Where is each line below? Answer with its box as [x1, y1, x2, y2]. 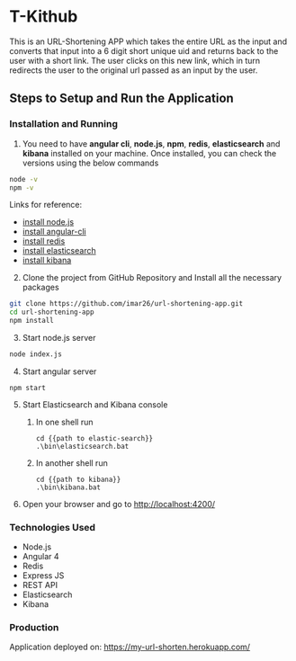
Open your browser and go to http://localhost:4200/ [22, 498, 216, 509]
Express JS [22, 570, 65, 581]
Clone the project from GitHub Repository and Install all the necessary [22, 272, 282, 283]
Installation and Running [9, 118, 119, 130]
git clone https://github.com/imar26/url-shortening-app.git [9, 299, 244, 308]
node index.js [9, 350, 63, 359]
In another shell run [35, 457, 108, 469]
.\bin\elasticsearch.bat [35, 442, 130, 451]
